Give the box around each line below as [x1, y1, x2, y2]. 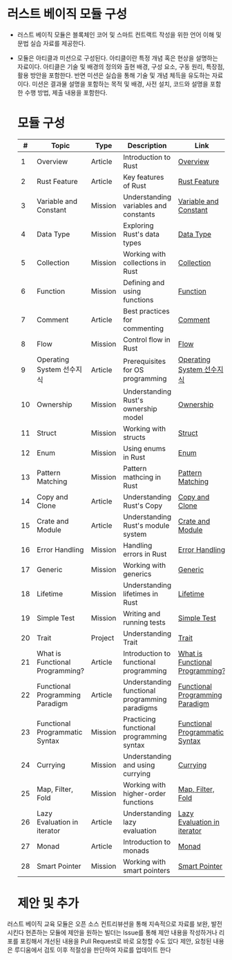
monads [123, 845, 150, 855]
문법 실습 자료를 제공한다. [17, 39, 86, 47]
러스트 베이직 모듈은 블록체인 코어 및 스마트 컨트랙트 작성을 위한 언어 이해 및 [17, 30, 222, 39]
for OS [123, 364, 144, 374]
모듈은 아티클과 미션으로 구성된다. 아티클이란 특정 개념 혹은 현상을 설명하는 [17, 53, 219, 62]
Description [127, 140, 167, 150]
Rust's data [123, 229, 160, 239]
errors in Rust [123, 549, 167, 559]
